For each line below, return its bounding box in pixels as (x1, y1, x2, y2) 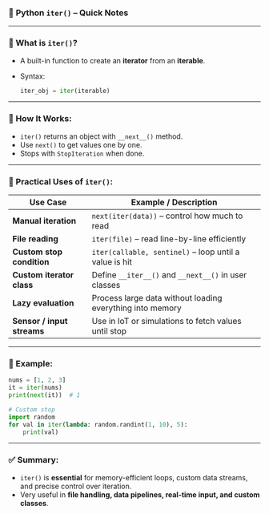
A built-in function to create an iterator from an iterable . (19, 55, 206, 65)
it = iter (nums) (8, 384, 62, 392)
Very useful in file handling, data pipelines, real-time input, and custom (19, 489, 260, 500)
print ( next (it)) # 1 (8, 391, 81, 399)
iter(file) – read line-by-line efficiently (91, 233, 247, 245)
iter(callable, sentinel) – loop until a (91, 246, 240, 257)
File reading (12, 233, 58, 245)
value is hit (91, 257, 132, 268)
